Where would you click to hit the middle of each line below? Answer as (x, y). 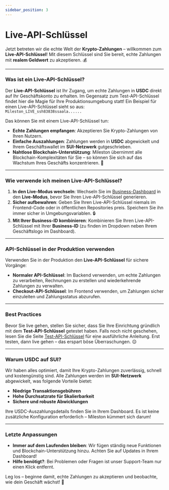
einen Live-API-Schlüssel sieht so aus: (45, 106)
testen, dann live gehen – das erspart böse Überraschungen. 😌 (71, 342)
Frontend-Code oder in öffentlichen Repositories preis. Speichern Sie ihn (88, 208)
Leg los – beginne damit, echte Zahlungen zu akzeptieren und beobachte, (81, 477)
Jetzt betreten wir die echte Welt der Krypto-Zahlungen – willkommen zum (83, 49)
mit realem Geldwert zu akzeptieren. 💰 (46, 60)
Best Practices (23, 314)
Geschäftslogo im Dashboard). (44, 231)
